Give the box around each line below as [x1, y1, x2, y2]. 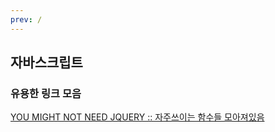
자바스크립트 [10, 54, 83, 71]
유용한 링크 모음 [10, 86, 82, 100]
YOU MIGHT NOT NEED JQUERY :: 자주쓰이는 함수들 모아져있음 [10, 111, 265, 123]
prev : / [10, 14, 43, 25]
